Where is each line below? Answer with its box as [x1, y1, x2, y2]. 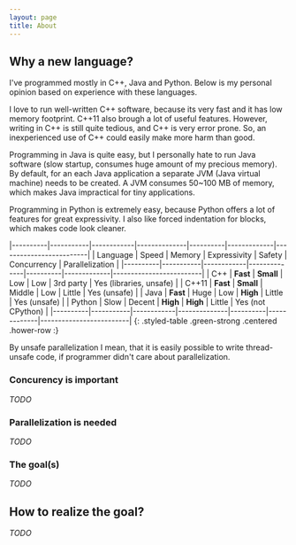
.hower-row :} [9, 325, 59, 336]
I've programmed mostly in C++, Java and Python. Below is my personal [9, 77, 272, 89]
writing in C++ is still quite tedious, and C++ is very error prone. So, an [9, 123, 267, 134]
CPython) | [9, 307, 49, 317]
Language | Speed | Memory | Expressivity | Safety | [96, 250, 287, 261]
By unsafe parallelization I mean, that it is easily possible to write [9, 342, 245, 353]
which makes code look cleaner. [9, 223, 126, 234]
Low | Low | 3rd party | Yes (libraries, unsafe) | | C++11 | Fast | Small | [9, 278, 263, 289]
